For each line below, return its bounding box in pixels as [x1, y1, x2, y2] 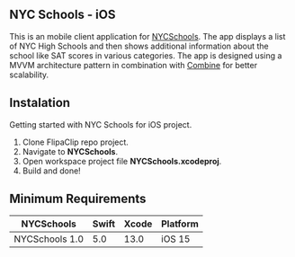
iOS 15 [161, 233, 191, 245]
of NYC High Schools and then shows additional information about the [9, 40, 269, 51]
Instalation [9, 95, 70, 111]
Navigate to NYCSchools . [22, 146, 119, 156]
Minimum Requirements [9, 191, 147, 207]
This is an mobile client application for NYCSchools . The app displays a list [9, 31, 286, 41]
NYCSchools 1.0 [13, 233, 84, 245]
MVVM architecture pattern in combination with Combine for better [9, 59, 258, 70]
